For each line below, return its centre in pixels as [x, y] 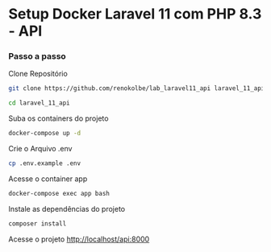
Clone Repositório [38, 74]
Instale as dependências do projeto [67, 209]
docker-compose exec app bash [59, 193]
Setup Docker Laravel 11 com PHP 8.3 [135, 14]
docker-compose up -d [45, 134]
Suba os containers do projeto [58, 118]
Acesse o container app [48, 179]
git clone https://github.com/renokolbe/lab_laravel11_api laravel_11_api [137, 89]
